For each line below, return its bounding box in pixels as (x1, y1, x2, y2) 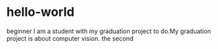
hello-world (6, 4, 75, 20)
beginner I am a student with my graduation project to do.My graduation (6, 27, 211, 35)
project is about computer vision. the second (6, 34, 134, 42)
